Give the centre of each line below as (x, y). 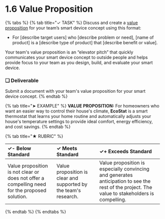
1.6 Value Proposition (49, 9)
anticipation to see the (125, 181)
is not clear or (23, 172)
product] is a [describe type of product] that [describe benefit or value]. (85, 42)
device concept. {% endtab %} (36, 96)
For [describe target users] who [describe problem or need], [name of (83, 37)
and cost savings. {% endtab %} (38, 127)
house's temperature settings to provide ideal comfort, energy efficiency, (79, 122)
